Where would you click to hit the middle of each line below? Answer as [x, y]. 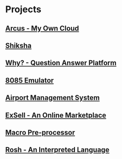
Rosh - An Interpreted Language [57, 150]
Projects [23, 9]
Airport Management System [53, 98]
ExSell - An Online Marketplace [56, 115]
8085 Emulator [30, 80]
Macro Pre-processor [40, 132]
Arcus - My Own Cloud [42, 28]
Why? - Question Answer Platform [61, 63]
